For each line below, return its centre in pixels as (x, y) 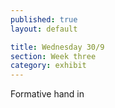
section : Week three (53, 56)
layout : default (44, 29)
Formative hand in (47, 94)
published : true (44, 19)
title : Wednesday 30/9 (57, 47)
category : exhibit (48, 66)
